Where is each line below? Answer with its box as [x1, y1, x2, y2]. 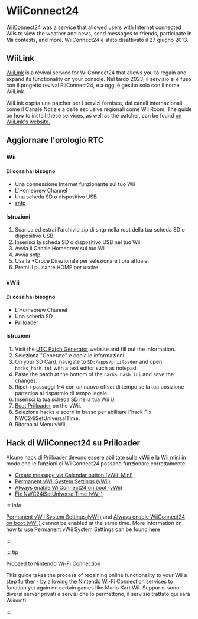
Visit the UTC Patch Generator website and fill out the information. [14, 346, 176, 353]
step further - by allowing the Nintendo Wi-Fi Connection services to [6, 578, 173, 585]
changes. [14, 377, 38, 384]
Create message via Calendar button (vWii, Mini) [14, 471, 133, 478]
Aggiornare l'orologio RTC [6, 135, 105, 145]
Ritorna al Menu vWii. [14, 421, 67, 428]
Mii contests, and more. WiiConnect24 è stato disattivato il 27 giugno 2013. [6, 36, 189, 43]
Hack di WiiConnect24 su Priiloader [6, 438, 141, 448]
